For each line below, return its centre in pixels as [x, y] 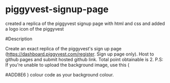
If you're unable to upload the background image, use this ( [67, 65]
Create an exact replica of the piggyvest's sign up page [63, 48]
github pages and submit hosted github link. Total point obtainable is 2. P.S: [84, 59]
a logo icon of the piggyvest [35, 29]
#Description [19, 39]
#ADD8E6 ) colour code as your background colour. [60, 74]
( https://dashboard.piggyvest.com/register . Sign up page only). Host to [80, 54]
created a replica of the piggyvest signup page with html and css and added [85, 23]
